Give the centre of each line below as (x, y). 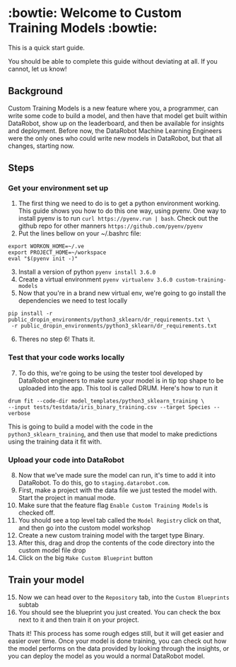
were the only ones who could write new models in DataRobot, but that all (115, 138)
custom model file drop (52, 550)
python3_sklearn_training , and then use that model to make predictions (113, 434)
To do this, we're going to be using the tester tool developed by (111, 373)
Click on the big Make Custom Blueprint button (85, 558)
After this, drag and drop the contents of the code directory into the (116, 543)
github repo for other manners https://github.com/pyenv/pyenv (111, 226)
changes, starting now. (41, 146)
